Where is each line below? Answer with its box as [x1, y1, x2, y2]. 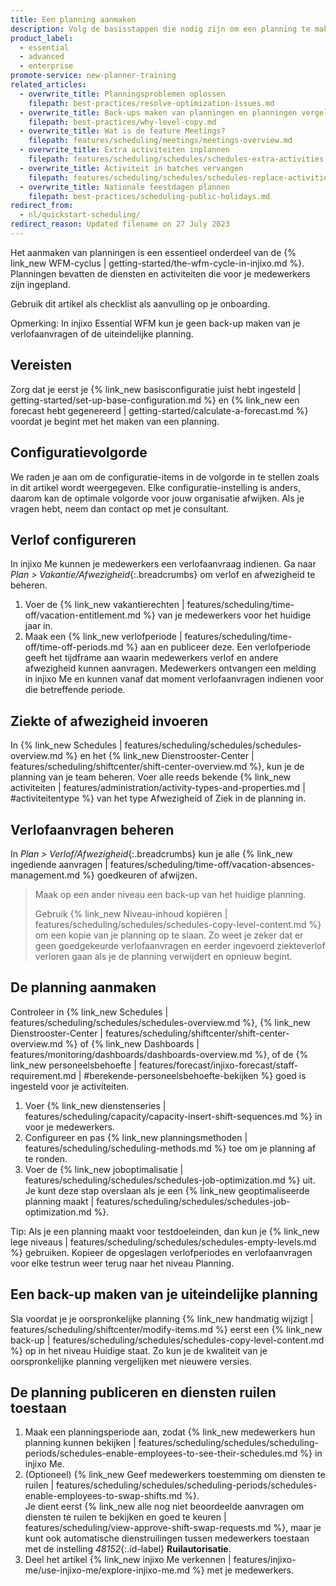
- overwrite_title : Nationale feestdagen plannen [19, 182, 230, 192]
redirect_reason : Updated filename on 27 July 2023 [10, 219, 230, 230]
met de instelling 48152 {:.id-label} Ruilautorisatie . [24, 1543, 232, 1555]
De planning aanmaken [10, 979, 157, 996]
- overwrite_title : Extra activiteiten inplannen [19, 145, 230, 155]
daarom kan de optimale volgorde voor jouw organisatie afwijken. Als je [10, 492, 305, 504]
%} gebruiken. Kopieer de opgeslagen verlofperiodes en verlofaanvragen [10, 1246, 313, 1258]
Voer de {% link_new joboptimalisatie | [24, 1163, 184, 1175]
